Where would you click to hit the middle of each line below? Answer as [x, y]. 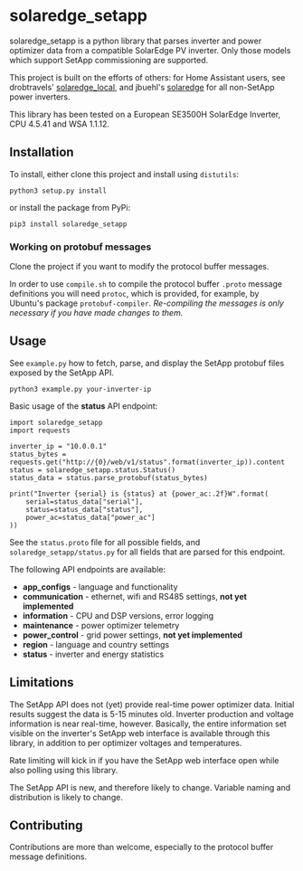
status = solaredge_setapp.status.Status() [93, 470]
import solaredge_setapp [56, 422]
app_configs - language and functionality [100, 587]
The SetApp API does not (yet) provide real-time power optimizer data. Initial [152, 704]
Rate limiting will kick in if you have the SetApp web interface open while [144, 760]
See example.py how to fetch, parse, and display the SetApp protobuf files [147, 363]
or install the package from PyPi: [70, 207]
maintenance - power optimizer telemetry [101, 625]
